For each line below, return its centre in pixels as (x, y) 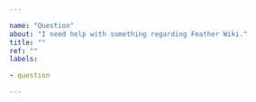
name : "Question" (42, 25)
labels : (24, 60)
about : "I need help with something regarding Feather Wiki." (128, 34)
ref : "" (24, 51)
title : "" (28, 42)
